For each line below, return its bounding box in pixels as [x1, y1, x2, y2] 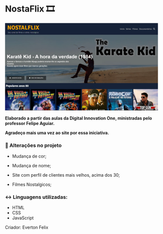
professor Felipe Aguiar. [5, 121, 55, 126]
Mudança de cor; [12, 153, 47, 159]
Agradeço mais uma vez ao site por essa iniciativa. [5, 130, 109, 136]
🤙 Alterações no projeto [5, 142, 62, 149]
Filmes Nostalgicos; [12, 181, 52, 187]
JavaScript [12, 215, 34, 221]
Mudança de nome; [12, 162, 51, 168]
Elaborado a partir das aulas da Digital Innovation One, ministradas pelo [5, 115, 152, 121]
